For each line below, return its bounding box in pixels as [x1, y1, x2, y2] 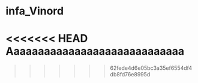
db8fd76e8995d [110, 71, 151, 78]
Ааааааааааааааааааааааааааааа [5, 45, 185, 58]
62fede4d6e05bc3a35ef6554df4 [110, 64, 193, 72]
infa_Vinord [5, 4, 64, 18]
